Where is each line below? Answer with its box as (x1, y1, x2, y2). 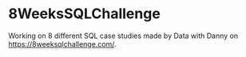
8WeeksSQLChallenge (8, 5, 161, 23)
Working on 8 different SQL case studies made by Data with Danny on (8, 31, 239, 40)
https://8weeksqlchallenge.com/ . (8, 39, 117, 48)
